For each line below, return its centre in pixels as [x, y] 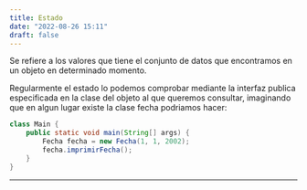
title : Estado [37, 18]
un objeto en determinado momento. [78, 70]
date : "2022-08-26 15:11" [58, 26]
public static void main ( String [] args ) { [108, 133]
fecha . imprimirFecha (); [87, 150]
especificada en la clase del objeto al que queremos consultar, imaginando [150, 98]
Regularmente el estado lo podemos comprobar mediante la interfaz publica [153, 89]
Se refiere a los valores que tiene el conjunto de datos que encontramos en [151, 61]
